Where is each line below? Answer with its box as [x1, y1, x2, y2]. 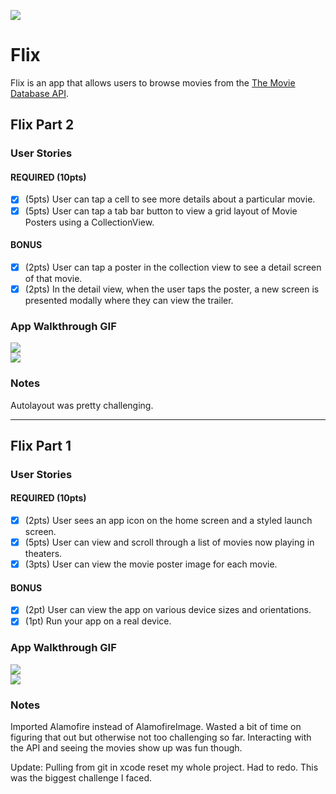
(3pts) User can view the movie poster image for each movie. [24, 558, 278, 570]
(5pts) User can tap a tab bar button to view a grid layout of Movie [24, 205, 298, 217]
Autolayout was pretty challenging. [10, 399, 154, 411]
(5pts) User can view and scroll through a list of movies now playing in [24, 536, 315, 549]
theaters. [24, 548, 63, 560]
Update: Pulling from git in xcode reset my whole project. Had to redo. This [10, 761, 319, 774]
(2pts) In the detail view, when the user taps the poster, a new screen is [24, 283, 320, 295]
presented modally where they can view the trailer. [24, 294, 234, 306]
